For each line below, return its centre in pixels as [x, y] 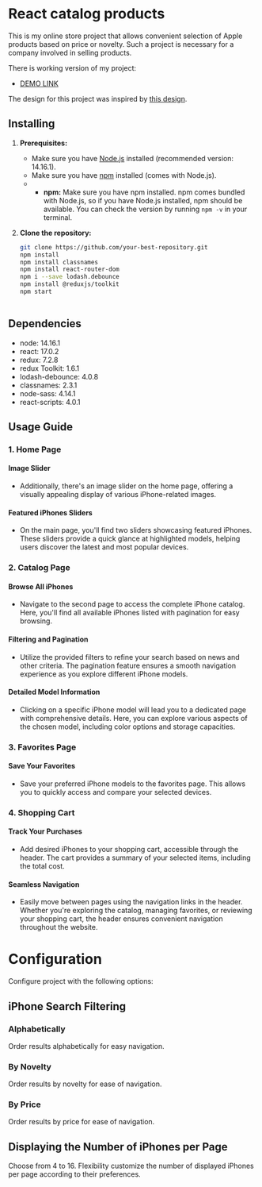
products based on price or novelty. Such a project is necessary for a [121, 44]
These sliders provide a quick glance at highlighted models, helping [130, 539]
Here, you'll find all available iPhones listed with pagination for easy [129, 613]
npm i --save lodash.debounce [70, 277]
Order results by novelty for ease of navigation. [85, 1084]
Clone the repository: [55, 233]
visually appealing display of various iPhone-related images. [118, 495]
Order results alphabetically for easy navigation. [86, 1046]
